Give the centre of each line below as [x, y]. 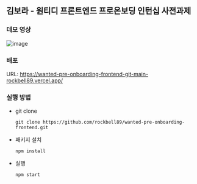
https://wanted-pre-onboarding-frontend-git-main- [84, 74]
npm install [30, 151]
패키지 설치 [28, 140]
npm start [28, 175]
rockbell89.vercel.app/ [35, 80]
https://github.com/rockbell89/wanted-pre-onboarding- [113, 122]
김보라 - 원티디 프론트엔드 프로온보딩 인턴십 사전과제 [99, 11]
